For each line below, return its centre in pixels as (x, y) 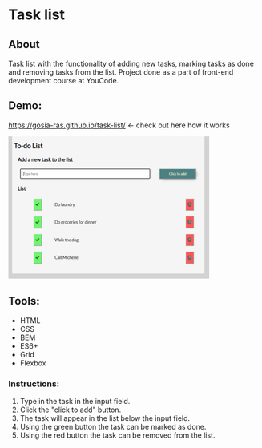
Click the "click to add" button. (71, 410)
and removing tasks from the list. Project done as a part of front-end (121, 72)
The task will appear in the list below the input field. (105, 418)
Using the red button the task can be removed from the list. (117, 435)
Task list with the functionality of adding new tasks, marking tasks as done (131, 63)
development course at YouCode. (64, 81)
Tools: (24, 301)
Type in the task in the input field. (75, 401)
